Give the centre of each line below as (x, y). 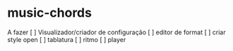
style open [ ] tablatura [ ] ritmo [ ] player (67, 39)
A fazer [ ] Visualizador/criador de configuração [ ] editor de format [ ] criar (116, 32)
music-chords (49, 13)
